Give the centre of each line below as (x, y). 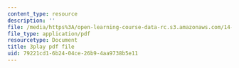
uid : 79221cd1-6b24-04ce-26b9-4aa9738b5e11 (73, 54)
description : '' (31, 21)
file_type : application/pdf (49, 34)
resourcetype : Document (43, 40)
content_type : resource (43, 14)
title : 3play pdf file (41, 47)
